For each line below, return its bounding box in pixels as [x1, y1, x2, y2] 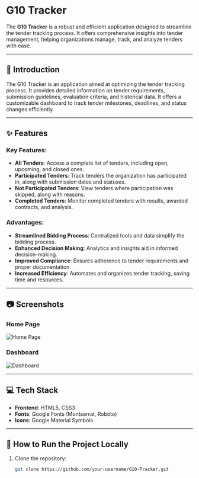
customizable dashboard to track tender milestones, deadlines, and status [6, 99, 187, 107]
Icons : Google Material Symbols [14, 416, 94, 424]
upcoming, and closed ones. [14, 166, 85, 173]
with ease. [6, 42, 31, 49]
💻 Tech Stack [6, 386, 59, 396]
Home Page [6, 320, 40, 329]
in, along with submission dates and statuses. [14, 178, 126, 185]
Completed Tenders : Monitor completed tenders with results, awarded [14, 197, 188, 204]
